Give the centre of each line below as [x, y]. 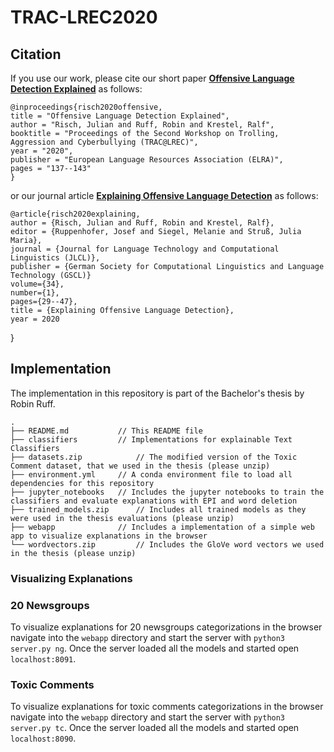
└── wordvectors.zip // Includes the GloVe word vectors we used [167, 544]
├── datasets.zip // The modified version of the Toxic [154, 457]
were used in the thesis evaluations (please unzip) [122, 518]
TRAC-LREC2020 [84, 17]
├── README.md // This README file [106, 431]
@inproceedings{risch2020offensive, [86, 107]
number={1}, [35, 293]
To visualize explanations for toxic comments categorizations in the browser [167, 707]
